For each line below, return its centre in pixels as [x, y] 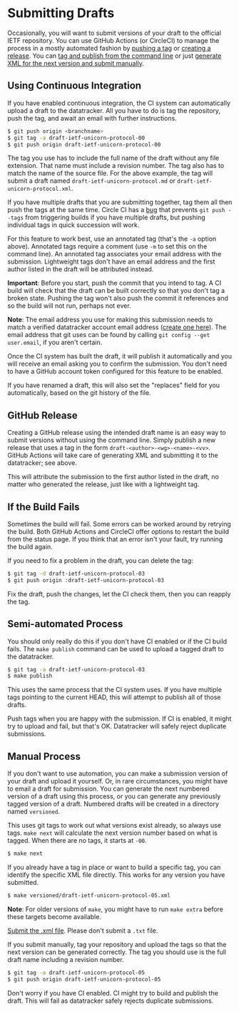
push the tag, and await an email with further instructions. [92, 118]
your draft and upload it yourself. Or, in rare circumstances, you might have [118, 781]
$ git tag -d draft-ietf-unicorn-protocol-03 [76, 573]
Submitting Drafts [61, 13]
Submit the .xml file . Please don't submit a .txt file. [83, 931]
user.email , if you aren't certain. [55, 342]
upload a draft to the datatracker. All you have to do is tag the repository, [114, 110]
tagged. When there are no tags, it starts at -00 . [77, 841]
